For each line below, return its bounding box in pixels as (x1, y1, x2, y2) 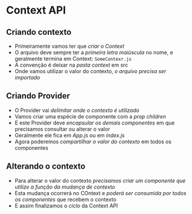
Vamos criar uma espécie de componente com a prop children (14, 113, 167, 120)
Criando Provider (6, 91, 70, 101)
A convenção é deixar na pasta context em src (14, 61, 128, 68)
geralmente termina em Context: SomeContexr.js (14, 55, 132, 62)
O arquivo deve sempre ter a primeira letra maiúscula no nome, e (14, 49, 174, 56)
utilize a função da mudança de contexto (14, 183, 115, 190)
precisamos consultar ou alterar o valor (14, 125, 110, 133)
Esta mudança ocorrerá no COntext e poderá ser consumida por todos (14, 189, 187, 196)
